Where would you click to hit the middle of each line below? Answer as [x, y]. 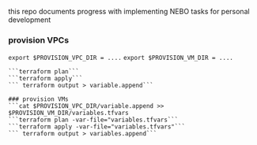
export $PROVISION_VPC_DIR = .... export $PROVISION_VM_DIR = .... [121, 58]
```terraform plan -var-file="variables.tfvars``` [93, 120]
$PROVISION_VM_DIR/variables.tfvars [68, 113]
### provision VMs [38, 99]
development [30, 20]
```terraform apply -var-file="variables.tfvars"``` [97, 127]
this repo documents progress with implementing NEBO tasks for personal [129, 11]
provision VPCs [39, 40]
